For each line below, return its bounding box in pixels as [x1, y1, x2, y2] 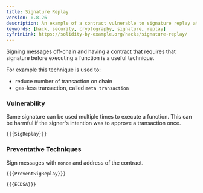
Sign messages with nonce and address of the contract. [6, 159, 144, 166]
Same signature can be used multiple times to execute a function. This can [6, 113, 192, 120]
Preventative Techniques [6, 145, 82, 154]
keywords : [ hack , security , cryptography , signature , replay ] [6, 25, 166, 32]
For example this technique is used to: [6, 66, 101, 73]
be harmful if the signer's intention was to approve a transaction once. [6, 119, 181, 127]
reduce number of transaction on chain [14, 78, 113, 85]
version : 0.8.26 [6, 15, 47, 21]
